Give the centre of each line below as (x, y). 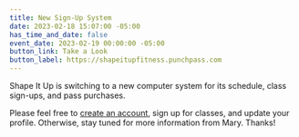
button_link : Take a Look (58, 52)
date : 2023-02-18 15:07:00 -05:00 (75, 26)
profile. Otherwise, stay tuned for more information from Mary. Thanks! (143, 122)
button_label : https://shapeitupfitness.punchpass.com (116, 60)
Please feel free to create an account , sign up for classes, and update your (149, 113)
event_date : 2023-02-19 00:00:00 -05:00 (88, 43)
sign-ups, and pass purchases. (67, 95)
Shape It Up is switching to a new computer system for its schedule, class (148, 86)
